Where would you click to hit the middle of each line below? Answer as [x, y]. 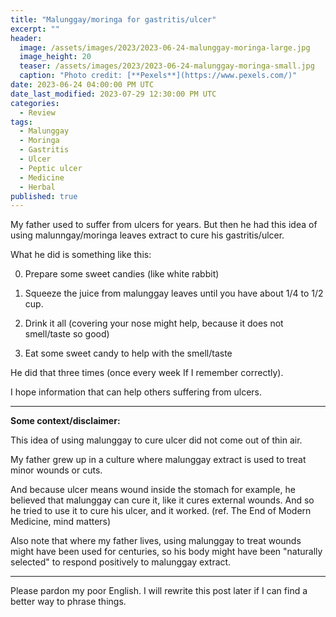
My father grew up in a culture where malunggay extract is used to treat [158, 460]
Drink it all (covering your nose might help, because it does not [154, 323]
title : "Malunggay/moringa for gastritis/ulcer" [113, 19]
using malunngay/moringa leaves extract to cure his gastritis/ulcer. [147, 235]
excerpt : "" [35, 29]
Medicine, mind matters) [61, 522]
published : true [44, 196]
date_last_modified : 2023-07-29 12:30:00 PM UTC [113, 94]
